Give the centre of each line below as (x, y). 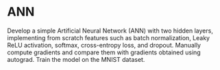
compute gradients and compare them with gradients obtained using (104, 52)
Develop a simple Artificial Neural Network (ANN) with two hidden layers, (110, 31)
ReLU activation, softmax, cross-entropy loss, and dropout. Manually (104, 45)
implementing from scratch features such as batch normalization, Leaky (109, 37)
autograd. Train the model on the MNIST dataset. (76, 59)
